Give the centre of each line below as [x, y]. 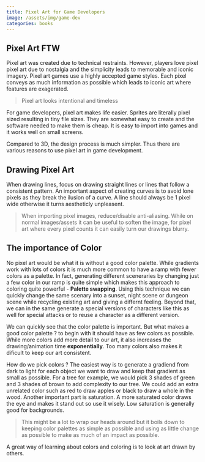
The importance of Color [54, 248]
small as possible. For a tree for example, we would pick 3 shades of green [101, 378]
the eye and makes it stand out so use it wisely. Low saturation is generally [100, 403]
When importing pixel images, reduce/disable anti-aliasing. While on [107, 216]
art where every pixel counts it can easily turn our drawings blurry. [105, 229]
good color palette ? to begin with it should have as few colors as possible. [100, 333]
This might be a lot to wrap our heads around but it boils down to [103, 422]
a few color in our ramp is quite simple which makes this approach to [93, 282]
